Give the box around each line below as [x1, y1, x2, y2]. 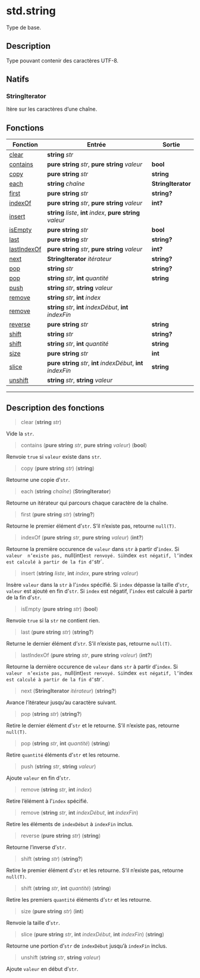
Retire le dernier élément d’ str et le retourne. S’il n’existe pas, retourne [6, 722, 180, 729]
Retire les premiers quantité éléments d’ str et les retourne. [6, 896, 152, 904]
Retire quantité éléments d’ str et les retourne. [6, 752, 120, 759]
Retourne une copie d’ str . [6, 476, 70, 484]
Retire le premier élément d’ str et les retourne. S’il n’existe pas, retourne [6, 867, 183, 874]
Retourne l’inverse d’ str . [6, 844, 67, 851]
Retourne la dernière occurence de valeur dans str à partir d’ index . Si [6, 663, 178, 671]
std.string [6, 4, 56, 18]
